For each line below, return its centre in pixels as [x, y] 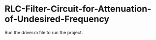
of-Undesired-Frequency [57, 19]
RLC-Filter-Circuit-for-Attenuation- [78, 9]
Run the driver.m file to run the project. [44, 32]
